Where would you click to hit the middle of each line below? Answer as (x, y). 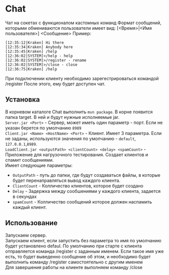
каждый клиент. (29, 207)
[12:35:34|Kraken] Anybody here (39, 47)
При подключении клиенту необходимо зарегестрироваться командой (82, 78)
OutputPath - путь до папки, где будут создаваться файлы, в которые (87, 175)
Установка (23, 99)
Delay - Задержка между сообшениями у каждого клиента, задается (87, 191)
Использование (31, 223)
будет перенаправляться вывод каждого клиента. (66, 180)
